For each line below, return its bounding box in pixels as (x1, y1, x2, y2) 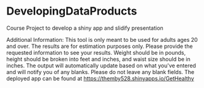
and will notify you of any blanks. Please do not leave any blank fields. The (6, 68, 195, 75)
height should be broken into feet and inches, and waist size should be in (6, 55, 191, 63)
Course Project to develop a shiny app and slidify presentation (6, 24, 164, 32)
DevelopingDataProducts (6, 4, 137, 18)
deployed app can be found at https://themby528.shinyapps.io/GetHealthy (6, 75, 194, 82)
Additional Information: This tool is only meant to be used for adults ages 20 (6, 36, 198, 43)
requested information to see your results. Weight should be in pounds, (6, 49, 186, 56)
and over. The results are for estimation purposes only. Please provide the (6, 42, 193, 50)
